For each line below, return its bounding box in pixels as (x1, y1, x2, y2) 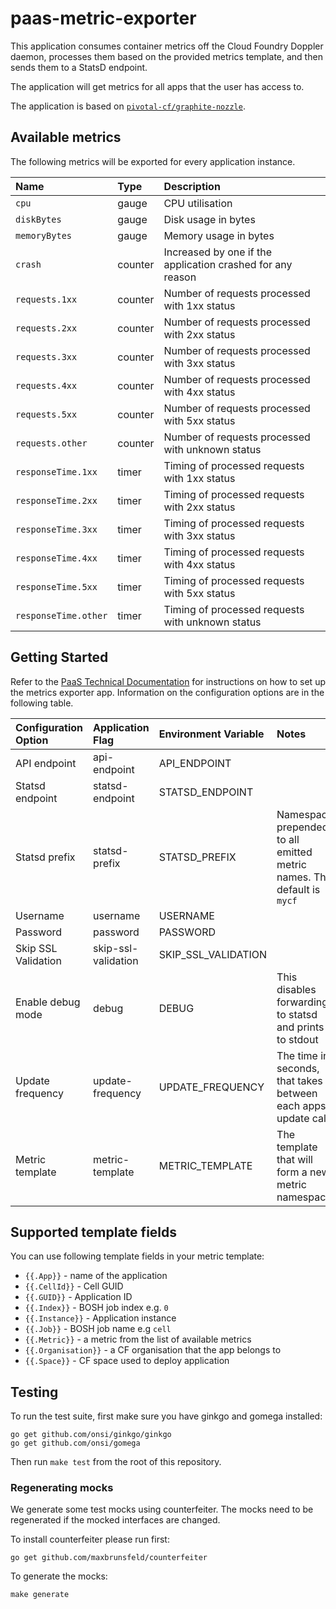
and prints (276, 1020, 325, 1034)
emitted (276, 845, 313, 859)
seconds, (276, 1061, 320, 1075)
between (276, 1086, 318, 1100)
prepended (276, 820, 329, 834)
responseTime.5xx (15, 581, 98, 592)
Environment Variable (158, 727, 265, 741)
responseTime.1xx (15, 466, 98, 477)
